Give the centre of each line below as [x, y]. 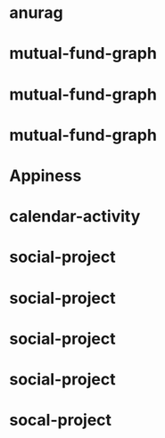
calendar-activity [75, 217]
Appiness [45, 175]
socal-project [61, 420]
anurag [37, 13]
